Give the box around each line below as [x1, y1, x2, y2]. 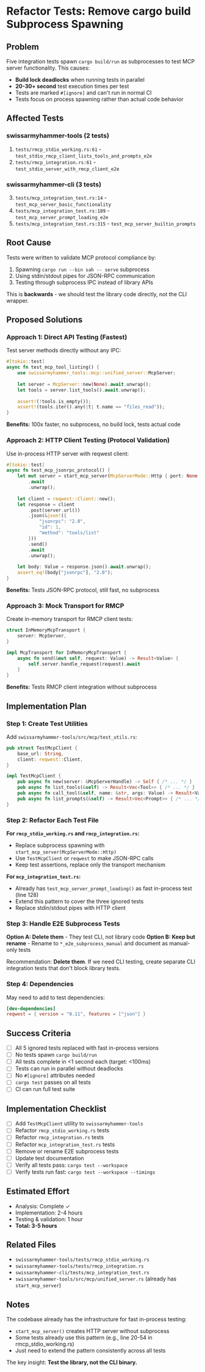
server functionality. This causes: [6, 64, 90, 71]
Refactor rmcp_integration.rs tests [15, 1134, 104, 1141]
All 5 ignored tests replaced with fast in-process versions [15, 1044, 159, 1051]
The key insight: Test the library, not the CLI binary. [6, 1359, 137, 1366]
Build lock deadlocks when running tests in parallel [15, 76, 145, 83]
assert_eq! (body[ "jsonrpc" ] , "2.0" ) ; [17, 570, 113, 576]
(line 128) [15, 891, 39, 898]
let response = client [17, 501, 75, 507]
